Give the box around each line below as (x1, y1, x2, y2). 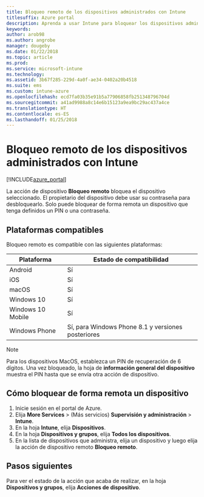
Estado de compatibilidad (93, 255, 169, 264)
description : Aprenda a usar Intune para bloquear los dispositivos (6, 20, 183, 26)
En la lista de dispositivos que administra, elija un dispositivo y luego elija (15, 437, 198, 444)
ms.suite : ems (6, 83, 42, 89)
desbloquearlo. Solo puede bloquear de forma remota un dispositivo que (6, 200, 188, 208)
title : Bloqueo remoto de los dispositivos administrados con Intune (6, 9, 186, 15)
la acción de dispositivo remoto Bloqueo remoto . (15, 443, 138, 451)
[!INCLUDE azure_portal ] (6, 176, 67, 183)
